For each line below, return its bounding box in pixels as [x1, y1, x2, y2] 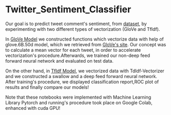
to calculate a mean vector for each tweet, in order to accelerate [5, 47, 141, 53]
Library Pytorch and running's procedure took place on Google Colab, [5, 99, 153, 106]
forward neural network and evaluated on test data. [5, 57, 114, 64]
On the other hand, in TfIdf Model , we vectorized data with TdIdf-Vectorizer [5, 68, 165, 74]
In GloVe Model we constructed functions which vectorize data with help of [5, 36, 164, 42]
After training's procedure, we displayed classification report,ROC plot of [5, 79, 159, 85]
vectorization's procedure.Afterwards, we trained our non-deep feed [5, 52, 150, 59]
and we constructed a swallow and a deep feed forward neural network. [5, 73, 158, 79]
